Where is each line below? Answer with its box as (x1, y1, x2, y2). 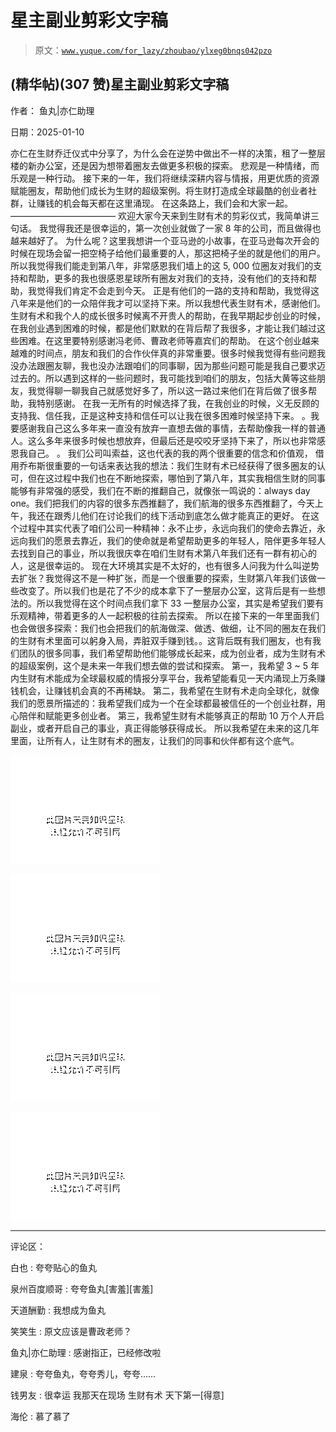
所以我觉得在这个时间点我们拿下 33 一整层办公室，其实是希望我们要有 (36, 597, 325, 609)
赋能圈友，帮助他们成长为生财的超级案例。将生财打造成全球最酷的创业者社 (10, 184, 317, 196)
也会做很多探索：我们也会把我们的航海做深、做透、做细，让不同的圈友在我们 (10, 622, 326, 634)
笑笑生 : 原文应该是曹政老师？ (10, 1325, 132, 1337)
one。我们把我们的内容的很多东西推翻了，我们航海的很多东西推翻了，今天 (10, 497, 315, 509)
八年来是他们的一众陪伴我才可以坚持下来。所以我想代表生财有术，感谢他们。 (10, 297, 326, 309)
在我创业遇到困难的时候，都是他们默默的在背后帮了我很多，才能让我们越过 (10, 322, 317, 334)
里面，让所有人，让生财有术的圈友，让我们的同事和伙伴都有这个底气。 (10, 734, 300, 746)
